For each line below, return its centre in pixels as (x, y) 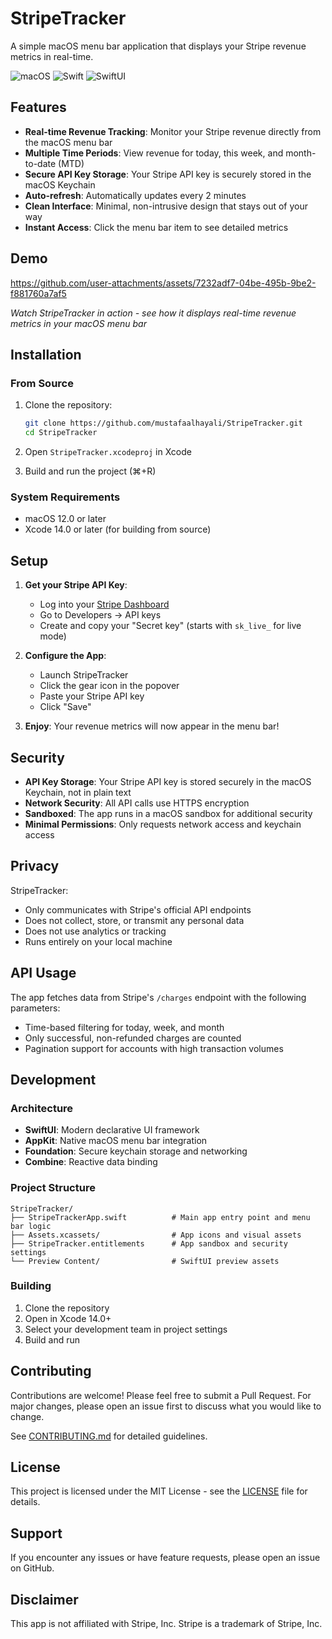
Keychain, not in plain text (78, 792)
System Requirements (65, 497)
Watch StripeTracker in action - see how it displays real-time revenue (153, 313)
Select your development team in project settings (126, 1329)
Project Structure (53, 1188)
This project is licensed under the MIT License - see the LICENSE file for (159, 1491)
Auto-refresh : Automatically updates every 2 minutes (135, 195)
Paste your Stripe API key (92, 696)
